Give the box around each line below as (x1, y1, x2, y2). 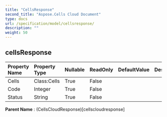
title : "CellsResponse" (5, 7, 55, 12)
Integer (34, 85, 51, 92)
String (34, 93, 48, 100)
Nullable (64, 66, 85, 73)
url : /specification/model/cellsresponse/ (5, 21, 94, 26)
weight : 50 (5, 30, 28, 35)
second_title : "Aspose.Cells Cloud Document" (5, 12, 101, 17)
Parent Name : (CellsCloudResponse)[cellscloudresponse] (5, 106, 125, 112)
